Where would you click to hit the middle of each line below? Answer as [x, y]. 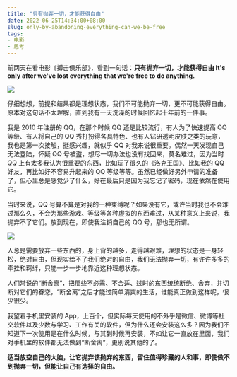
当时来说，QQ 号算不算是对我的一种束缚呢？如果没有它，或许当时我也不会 [115, 204]
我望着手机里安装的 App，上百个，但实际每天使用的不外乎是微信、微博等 [113, 316]
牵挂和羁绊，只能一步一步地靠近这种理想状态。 [75, 268]
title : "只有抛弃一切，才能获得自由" [56, 14]
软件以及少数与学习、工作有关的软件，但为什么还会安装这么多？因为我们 [118, 325]
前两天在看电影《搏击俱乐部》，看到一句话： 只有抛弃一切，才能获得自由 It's [116, 68]
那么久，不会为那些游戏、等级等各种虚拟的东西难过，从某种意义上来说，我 [121, 213]
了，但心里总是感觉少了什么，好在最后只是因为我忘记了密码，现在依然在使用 [119, 180]
